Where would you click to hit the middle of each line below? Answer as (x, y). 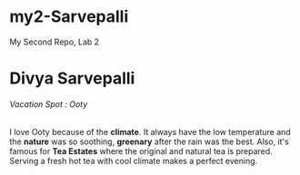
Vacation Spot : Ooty (49, 104)
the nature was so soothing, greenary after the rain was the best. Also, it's (149, 141)
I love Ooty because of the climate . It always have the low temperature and (150, 132)
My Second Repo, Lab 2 (55, 42)
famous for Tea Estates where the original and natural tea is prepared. (141, 151)
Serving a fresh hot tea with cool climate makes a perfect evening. (134, 161)
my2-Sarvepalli (69, 17)
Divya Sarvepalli (72, 78)
